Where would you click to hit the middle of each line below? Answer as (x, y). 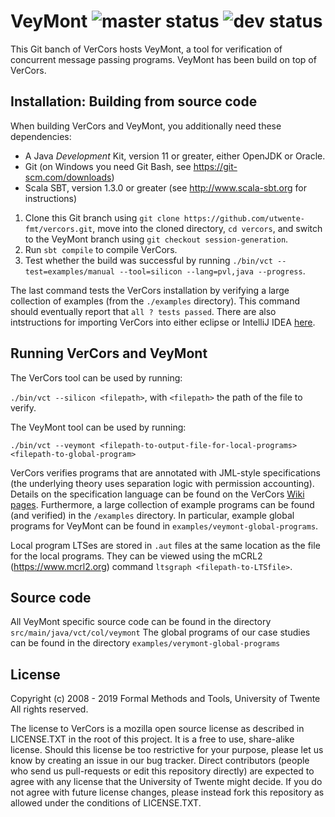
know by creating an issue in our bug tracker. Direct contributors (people (160, 761)
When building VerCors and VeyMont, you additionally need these (146, 126)
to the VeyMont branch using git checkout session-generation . (156, 239)
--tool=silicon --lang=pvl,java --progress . (212, 271)
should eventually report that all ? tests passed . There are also (143, 311)
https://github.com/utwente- (244, 218)
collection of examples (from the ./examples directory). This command (155, 301)
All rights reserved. (49, 709)
